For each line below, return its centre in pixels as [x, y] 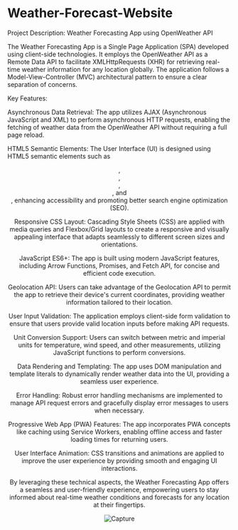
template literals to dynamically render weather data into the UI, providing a [119, 374]
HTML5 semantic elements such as [59, 156]
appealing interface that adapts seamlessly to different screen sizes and [119, 237]
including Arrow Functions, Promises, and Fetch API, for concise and [119, 266]
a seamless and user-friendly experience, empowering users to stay [119, 489]
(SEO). [119, 207]
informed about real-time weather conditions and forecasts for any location [119, 497]
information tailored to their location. [119, 302]
